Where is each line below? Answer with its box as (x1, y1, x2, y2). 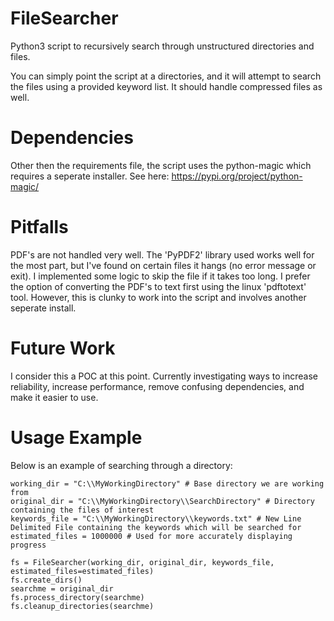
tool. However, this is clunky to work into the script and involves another (10, 291, 307, 303)
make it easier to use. (10, 391, 99, 403)
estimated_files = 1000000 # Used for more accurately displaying (10, 531, 293, 541)
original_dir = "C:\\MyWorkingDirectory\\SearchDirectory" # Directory (10, 496, 315, 506)
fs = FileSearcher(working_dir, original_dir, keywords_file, (10, 557, 275, 567)
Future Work (10, 337, 116, 359)
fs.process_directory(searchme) (10, 592, 145, 602)
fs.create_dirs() (10, 575, 83, 585)
